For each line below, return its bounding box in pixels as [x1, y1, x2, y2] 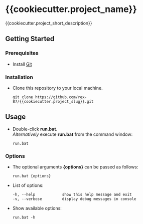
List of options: [12, 182, 44, 188]
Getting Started [5, 35, 55, 43]
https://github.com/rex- [35, 94, 87, 100]
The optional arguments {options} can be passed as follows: [12, 164, 138, 170]
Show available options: [12, 205, 62, 211]
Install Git [12, 61, 32, 67]
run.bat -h [12, 215, 36, 220]
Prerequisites [5, 50, 39, 57]
